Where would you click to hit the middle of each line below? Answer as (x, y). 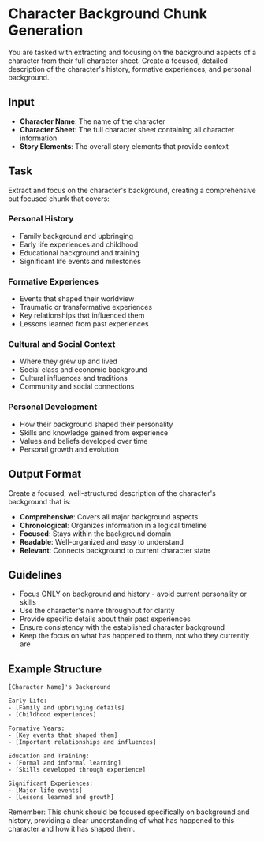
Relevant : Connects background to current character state (115, 550)
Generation (46, 30)
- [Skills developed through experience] (77, 770)
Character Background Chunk (108, 14)
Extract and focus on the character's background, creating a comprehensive (132, 190)
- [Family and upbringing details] (67, 708)
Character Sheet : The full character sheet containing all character (127, 129)
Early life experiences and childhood (79, 244)
